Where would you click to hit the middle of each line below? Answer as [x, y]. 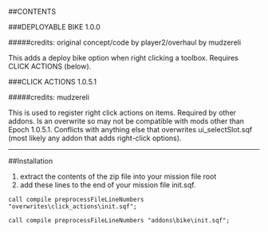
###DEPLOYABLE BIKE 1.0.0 [55, 27]
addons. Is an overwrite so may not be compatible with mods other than [126, 121]
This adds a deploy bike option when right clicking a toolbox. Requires [124, 58]
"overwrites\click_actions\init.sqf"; [73, 206]
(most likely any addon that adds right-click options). [95, 138]
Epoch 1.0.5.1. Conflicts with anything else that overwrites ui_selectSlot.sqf [130, 130]
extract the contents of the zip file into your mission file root [118, 176]
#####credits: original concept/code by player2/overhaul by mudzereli [125, 42]
